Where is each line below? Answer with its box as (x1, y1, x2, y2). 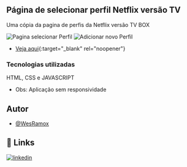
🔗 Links (6, 138, 35, 148)
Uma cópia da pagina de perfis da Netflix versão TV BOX (6, 21, 150, 28)
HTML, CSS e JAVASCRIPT (6, 74, 75, 81)
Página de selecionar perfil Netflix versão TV (6, 5, 181, 15)
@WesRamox (15, 119, 49, 127)
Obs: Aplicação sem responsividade (15, 86, 107, 94)
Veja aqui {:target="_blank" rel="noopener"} (15, 45, 126, 52)
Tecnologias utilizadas (6, 60, 75, 69)
